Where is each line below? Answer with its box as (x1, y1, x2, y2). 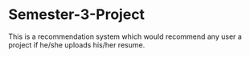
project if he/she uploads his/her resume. (8, 40, 145, 49)
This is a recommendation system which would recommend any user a (8, 32, 243, 41)
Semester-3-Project (8, 6, 145, 24)
